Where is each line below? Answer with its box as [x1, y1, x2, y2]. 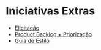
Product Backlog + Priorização [14, 30, 92, 37]
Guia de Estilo [14, 37, 50, 44]
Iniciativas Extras [6, 4, 95, 18]
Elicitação [14, 24, 40, 31]
